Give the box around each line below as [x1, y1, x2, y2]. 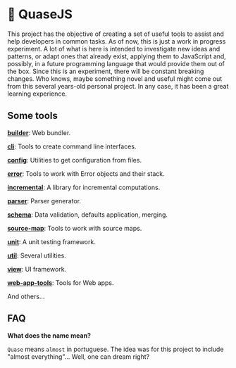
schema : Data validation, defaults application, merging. [7, 210, 168, 219]
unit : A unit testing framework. [7, 237, 97, 246]
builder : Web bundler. [7, 128, 71, 137]
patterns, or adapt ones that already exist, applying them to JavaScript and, [7, 52, 227, 61]
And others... [7, 292, 45, 300]
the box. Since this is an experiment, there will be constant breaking [7, 67, 204, 75]
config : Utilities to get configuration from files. [7, 156, 142, 164]
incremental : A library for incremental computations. [7, 183, 161, 191]
